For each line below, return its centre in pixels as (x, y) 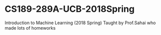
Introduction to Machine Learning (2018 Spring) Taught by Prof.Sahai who (80, 23)
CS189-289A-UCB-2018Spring (70, 9)
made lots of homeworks (30, 28)
